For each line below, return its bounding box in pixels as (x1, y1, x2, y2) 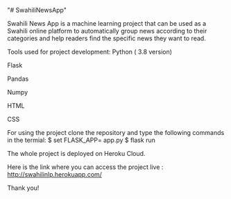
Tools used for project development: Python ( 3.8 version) (7, 48, 172, 56)
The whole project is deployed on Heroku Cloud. (7, 150, 146, 157)
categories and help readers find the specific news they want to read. (7, 34, 206, 42)
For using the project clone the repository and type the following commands (7, 129, 225, 136)
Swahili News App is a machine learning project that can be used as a (7, 19, 207, 27)
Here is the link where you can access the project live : (7, 163, 164, 171)
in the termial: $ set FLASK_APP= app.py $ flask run (7, 136, 156, 144)
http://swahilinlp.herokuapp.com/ (7, 170, 103, 178)
